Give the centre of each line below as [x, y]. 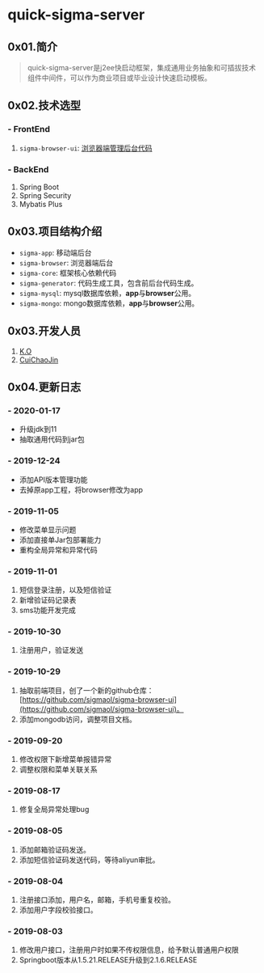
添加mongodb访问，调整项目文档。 [78, 719]
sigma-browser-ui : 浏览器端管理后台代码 [86, 148]
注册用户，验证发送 [51, 650]
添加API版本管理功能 [53, 480]
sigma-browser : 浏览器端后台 [66, 262]
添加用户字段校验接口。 [58, 910]
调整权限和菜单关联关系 [58, 769]
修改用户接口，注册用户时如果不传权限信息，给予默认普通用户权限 [129, 950]
